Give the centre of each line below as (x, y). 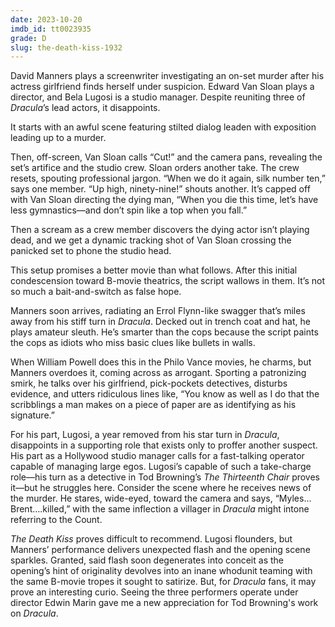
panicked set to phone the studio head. (91, 251)
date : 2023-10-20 (46, 19)
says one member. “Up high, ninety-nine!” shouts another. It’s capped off (160, 189)
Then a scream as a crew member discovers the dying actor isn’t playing (160, 230)
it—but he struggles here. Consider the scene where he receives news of (161, 488)
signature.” (32, 415)
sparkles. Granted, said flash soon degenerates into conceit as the (147, 560)
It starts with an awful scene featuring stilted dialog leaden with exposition (163, 127)
